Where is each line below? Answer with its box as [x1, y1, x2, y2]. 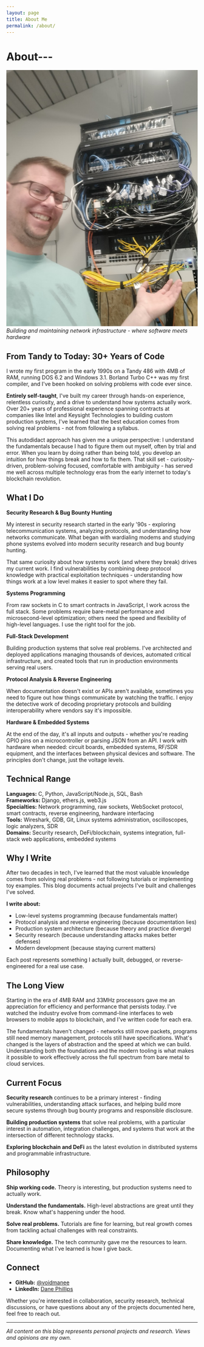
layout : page [6, 10, 39, 16]
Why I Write [6, 853, 52, 863]
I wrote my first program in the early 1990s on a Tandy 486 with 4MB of [6, 367, 185, 375]
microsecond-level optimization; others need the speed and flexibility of [6, 614, 186, 621]
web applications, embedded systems [21, 835, 117, 843]
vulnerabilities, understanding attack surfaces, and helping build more [6, 1100, 182, 1108]
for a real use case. [36, 963, 84, 970]
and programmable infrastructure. [6, 1150, 91, 1157]
